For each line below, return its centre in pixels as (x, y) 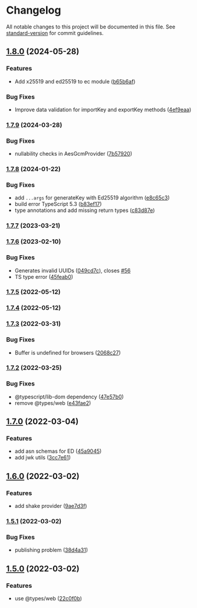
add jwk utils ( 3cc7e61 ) (42, 458)
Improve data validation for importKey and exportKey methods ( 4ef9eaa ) (103, 110)
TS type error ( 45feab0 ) (44, 276)
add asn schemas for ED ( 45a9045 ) (58, 451)
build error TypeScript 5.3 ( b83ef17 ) (58, 204)
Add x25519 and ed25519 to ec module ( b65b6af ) (75, 81)
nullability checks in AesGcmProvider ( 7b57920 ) (73, 154)
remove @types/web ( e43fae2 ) (53, 403)
